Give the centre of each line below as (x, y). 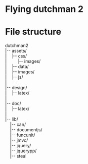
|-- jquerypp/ (23, 151)
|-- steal (18, 156)
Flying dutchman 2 (44, 9)
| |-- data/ (17, 67)
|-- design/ (16, 88)
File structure (33, 32)
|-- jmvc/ (19, 140)
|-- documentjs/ (26, 130)
